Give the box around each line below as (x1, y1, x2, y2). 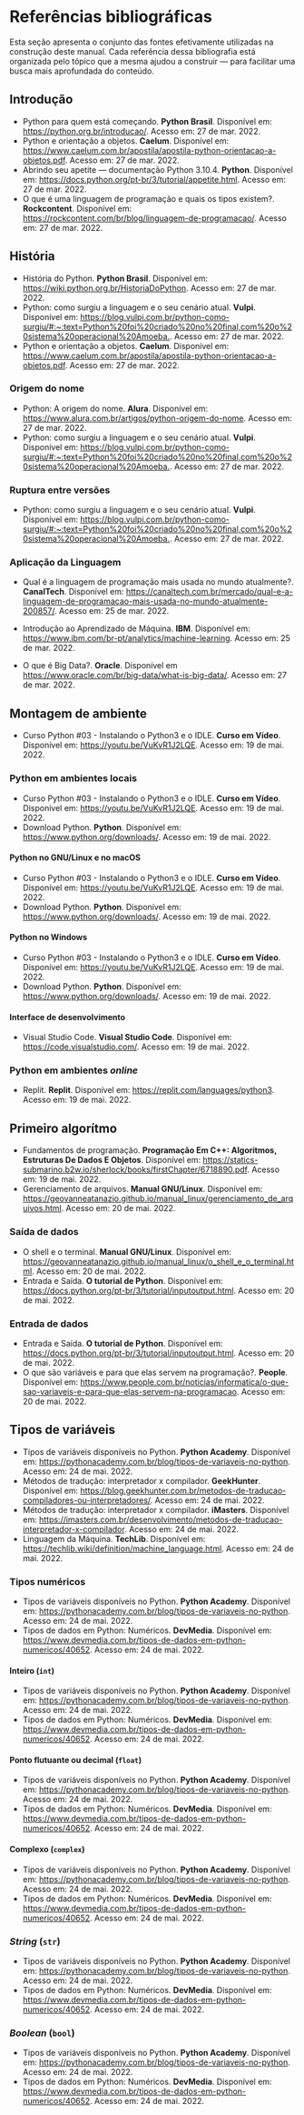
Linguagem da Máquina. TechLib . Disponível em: (22, 1533, 206, 1544)
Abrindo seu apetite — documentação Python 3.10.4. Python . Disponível (22, 164, 293, 175)
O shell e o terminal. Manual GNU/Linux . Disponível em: (22, 1246, 231, 1257)
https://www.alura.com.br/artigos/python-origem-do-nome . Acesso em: (22, 412, 293, 424)
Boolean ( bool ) (9, 2026, 75, 2039)
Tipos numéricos (9, 1575, 86, 1588)
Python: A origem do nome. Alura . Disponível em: (22, 403, 209, 414)
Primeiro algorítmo (9, 1120, 118, 1136)
